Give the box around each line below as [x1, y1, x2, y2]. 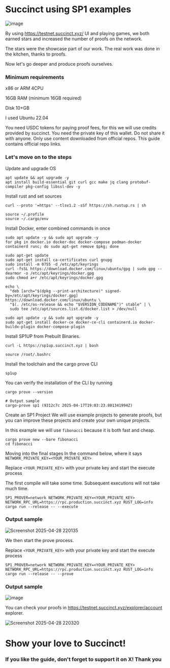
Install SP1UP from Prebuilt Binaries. [5, 333, 80, 339]
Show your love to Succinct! [5, 638, 126, 649]
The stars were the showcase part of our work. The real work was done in [5, 45, 160, 51]
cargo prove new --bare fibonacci [5, 437, 79, 442]
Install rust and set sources [5, 193, 62, 199]
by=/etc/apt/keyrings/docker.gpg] [5, 293, 79, 298]
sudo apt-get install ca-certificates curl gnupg [5, 257, 113, 262]
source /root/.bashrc [5, 352, 51, 357]
